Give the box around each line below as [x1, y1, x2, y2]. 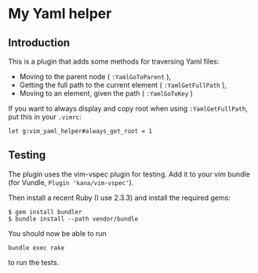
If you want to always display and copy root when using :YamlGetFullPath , [8, 104, 249, 113]
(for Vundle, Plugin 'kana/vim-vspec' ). [8, 177, 134, 187]
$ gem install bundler [8, 208, 82, 216]
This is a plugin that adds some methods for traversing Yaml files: [8, 56, 220, 66]
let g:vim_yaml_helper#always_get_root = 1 [8, 127, 153, 135]
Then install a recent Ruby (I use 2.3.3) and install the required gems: [8, 193, 231, 202]
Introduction [8, 36, 71, 49]
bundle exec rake [8, 244, 65, 252]
